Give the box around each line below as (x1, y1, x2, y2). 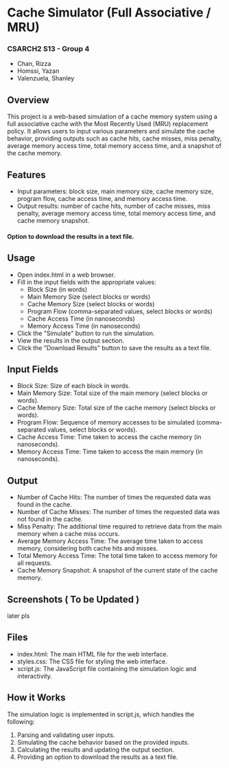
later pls (7, 611, 30, 620)
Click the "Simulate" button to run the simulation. (16, 329, 156, 337)
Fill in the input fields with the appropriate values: (16, 277, 156, 286)
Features (7, 169, 46, 180)
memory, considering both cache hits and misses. (16, 544, 158, 553)
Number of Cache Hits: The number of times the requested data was (16, 493, 211, 502)
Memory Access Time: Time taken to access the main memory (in (16, 447, 204, 456)
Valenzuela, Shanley (16, 74, 75, 83)
